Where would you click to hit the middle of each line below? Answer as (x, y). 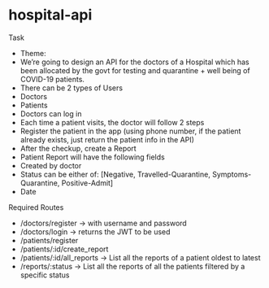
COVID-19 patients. (52, 79)
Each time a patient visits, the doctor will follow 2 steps (112, 122)
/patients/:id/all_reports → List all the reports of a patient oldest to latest (140, 257)
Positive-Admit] (87, 183)
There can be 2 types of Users (72, 88)
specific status (45, 275)
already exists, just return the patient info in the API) (107, 139)
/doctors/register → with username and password (103, 223)
